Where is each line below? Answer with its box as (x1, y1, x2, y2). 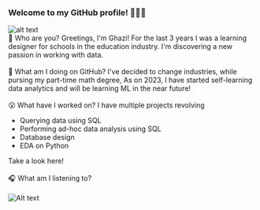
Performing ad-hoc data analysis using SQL (19, 124, 162, 133)
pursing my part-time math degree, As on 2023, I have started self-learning (8, 75, 253, 85)
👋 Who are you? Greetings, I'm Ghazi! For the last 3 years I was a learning (8, 33, 247, 43)
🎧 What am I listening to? (8, 174, 92, 183)
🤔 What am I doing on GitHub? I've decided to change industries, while (8, 67, 238, 77)
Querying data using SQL (19, 116, 102, 126)
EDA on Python (19, 141, 69, 151)
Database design (19, 133, 75, 142)
